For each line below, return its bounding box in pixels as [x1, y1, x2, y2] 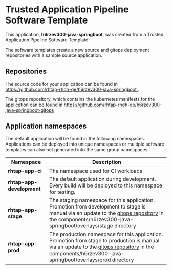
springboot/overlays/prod [49, 256, 111, 263]
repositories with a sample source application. [5, 52, 102, 58]
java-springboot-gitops [5, 107, 54, 113]
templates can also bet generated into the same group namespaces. [5, 146, 149, 152]
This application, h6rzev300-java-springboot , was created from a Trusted [5, 31, 164, 37]
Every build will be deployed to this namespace [49, 182, 163, 189]
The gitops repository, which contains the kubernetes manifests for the [5, 96, 155, 102]
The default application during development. [49, 175, 156, 182]
